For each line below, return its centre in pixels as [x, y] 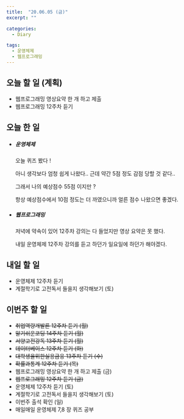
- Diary [22, 34]
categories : [21, 29]
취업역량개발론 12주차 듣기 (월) [51, 325]
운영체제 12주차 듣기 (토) [44, 386]
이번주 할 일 [27, 310]
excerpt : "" [21, 18]
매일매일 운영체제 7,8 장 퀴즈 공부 [55, 409]
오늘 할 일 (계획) [34, 83]
